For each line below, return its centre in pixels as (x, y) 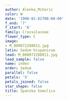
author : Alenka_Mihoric (29, 9)
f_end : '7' (16, 23)
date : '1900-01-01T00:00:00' (34, 18)
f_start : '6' (18, 28)
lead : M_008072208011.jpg (31, 55)
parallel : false (21, 73)
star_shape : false (24, 86)
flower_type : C (20, 37)
